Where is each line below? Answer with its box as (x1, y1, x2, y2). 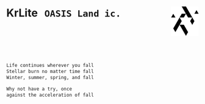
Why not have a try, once (6, 86, 72, 92)
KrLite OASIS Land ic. (6, 6, 121, 20)
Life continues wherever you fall (6, 62, 95, 68)
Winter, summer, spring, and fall (6, 74, 95, 80)
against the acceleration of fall (6, 92, 95, 98)
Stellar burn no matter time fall (6, 68, 95, 74)
